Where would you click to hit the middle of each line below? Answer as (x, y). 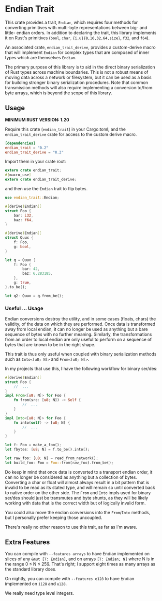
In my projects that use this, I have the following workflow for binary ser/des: (81, 368)
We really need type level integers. (39, 593)
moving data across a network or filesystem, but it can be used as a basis (78, 77)
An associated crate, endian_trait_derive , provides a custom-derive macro (80, 47)
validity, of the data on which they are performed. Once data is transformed (80, 324)
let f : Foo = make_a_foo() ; (33, 445)
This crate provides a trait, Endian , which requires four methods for (72, 22)
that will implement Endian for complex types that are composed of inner (77, 52)
